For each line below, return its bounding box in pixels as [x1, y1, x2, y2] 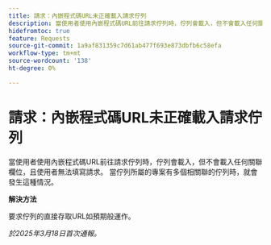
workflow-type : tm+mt [8, 49, 81, 57]
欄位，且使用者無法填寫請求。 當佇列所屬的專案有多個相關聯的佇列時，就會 [8, 167, 258, 176]
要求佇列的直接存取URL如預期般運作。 [8, 211, 135, 221]
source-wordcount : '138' [8, 57, 92, 65]
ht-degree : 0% [8, 64, 56, 73]
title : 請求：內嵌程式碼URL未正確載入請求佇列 [8, 11, 147, 20]
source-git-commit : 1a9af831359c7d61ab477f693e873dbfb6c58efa [8, 42, 222, 50]
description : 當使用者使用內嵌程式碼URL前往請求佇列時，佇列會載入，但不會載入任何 [8, 19, 259, 27]
